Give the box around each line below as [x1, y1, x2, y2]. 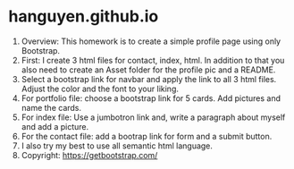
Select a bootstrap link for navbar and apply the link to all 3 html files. [21, 73, 277, 84]
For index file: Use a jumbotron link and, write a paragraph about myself [21, 112, 286, 123]
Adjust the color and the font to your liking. [21, 83, 180, 94]
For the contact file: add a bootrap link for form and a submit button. [21, 131, 273, 141]
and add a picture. [21, 121, 89, 131]
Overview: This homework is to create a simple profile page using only [21, 36, 281, 46]
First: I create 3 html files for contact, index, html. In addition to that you [21, 55, 285, 65]
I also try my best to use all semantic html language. [21, 140, 214, 151]
